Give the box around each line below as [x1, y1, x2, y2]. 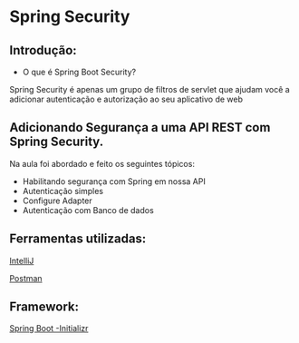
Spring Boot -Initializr [9, 323, 89, 334]
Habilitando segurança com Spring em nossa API [22, 175, 206, 187]
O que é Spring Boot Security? [22, 66, 137, 77]
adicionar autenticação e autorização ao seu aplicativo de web [9, 93, 243, 104]
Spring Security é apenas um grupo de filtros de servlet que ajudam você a [9, 84, 290, 94]
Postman [9, 272, 43, 283]
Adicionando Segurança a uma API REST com [9, 120, 271, 135]
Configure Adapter [22, 195, 92, 206]
